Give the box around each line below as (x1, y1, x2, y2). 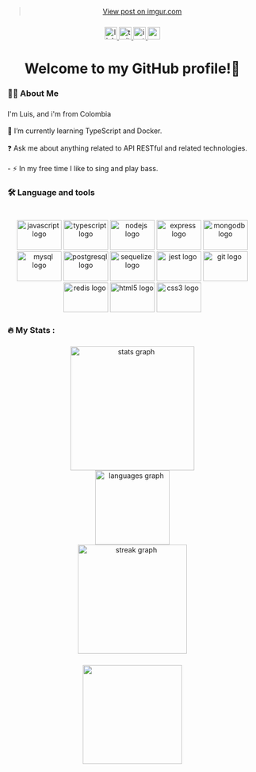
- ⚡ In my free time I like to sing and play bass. (7, 163, 159, 173)
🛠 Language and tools (7, 186, 96, 197)
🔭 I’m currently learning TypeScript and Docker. (7, 126, 162, 136)
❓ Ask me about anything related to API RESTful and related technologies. (7, 143, 247, 153)
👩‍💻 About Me (7, 88, 59, 99)
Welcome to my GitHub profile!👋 (24, 59, 241, 78)
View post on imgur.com (102, 7, 182, 16)
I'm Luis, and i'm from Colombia (7, 109, 112, 118)
